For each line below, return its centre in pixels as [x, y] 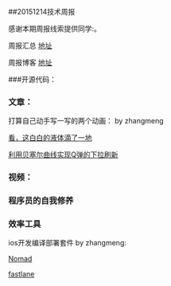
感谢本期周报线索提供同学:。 [55, 29]
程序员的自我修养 [41, 201]
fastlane [21, 274]
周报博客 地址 [30, 63]
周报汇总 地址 [30, 45]
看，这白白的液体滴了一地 [50, 138]
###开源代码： [33, 79]
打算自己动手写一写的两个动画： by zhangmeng [86, 121]
